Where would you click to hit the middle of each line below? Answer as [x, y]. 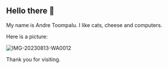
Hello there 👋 [30, 11]
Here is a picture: [27, 37]
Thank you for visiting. [33, 59]
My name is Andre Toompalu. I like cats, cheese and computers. [84, 25]
